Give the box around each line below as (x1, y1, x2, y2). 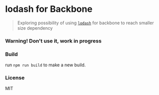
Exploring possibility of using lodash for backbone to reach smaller (17, 20, 154, 26)
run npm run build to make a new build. (5, 62, 86, 68)
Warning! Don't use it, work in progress (5, 37, 102, 44)
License (5, 74, 25, 81)
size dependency (17, 25, 53, 31)
